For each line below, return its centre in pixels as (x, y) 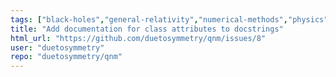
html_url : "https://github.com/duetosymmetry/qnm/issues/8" (138, 38)
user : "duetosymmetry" (57, 47)
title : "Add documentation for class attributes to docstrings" (147, 29)
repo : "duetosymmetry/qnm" (66, 57)
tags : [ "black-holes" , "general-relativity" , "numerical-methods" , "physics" (169, 19)
